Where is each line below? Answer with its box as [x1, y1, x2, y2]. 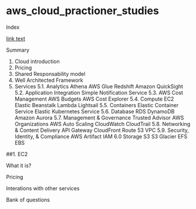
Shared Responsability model [14, 70, 86, 77]
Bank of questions [6, 196, 50, 203]
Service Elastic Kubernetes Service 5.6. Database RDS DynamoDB [14, 108, 175, 115]
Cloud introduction [14, 58, 60, 65]
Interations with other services [6, 184, 80, 192]
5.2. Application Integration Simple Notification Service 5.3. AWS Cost [14, 89, 184, 96]
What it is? [6, 162, 32, 169]
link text [6, 35, 25, 42]
